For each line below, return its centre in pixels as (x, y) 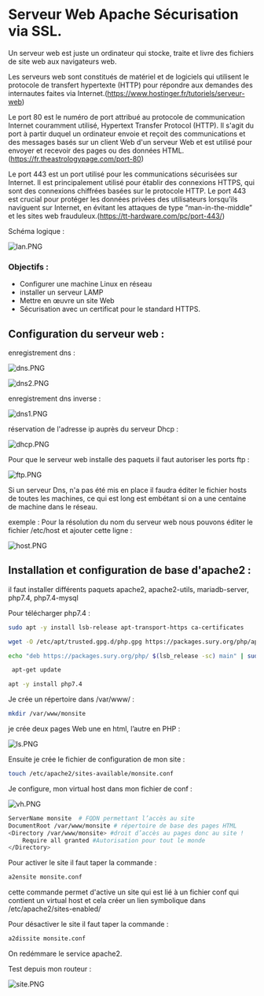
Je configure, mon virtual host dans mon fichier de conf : (100, 788)
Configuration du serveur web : (86, 333)
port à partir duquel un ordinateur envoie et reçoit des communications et (127, 133)
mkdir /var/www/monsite (47, 714)
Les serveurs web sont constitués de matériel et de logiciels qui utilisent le (129, 76)
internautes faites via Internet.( (58, 93)
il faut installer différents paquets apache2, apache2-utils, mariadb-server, (128, 589)
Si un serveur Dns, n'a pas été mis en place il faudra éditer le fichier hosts (128, 491)
